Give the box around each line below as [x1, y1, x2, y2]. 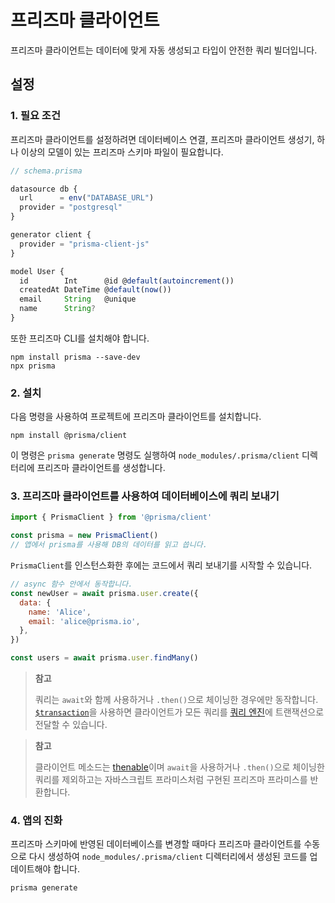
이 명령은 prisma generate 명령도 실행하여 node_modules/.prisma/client [10, 449, 300, 461]
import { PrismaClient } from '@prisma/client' [10, 512, 213, 523]
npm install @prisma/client [10, 431, 128, 441]
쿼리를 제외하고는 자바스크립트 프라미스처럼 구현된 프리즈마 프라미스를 [34, 774, 308, 786]
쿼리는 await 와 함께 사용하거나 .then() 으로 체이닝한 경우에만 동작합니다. [34, 694, 319, 706]
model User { [10, 266, 65, 276]
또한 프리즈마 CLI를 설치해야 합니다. [10, 332, 150, 344]
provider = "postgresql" [19, 202, 123, 213]
